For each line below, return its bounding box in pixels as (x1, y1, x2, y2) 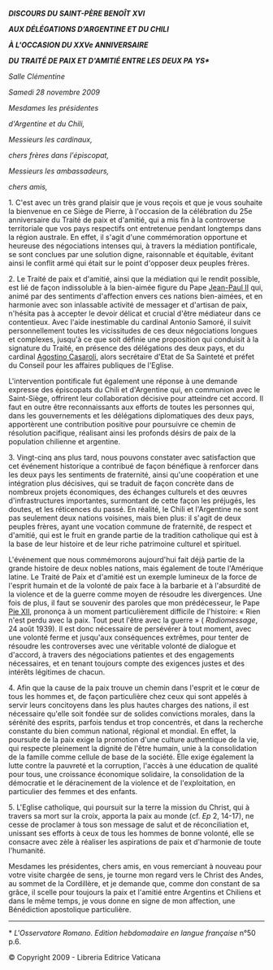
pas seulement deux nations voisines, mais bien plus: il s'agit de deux (8, 513, 241, 522)
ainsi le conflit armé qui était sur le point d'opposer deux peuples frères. (8, 258, 250, 268)
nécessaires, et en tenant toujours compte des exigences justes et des (8, 658, 245, 668)
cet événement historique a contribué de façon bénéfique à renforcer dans (8, 461, 259, 470)
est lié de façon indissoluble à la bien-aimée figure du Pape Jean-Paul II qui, (8, 282, 264, 292)
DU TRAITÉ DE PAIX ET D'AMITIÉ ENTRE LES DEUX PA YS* (8, 56, 210, 65)
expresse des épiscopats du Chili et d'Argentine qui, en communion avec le (8, 385, 261, 395)
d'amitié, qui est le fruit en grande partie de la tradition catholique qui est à (8, 531, 258, 540)
